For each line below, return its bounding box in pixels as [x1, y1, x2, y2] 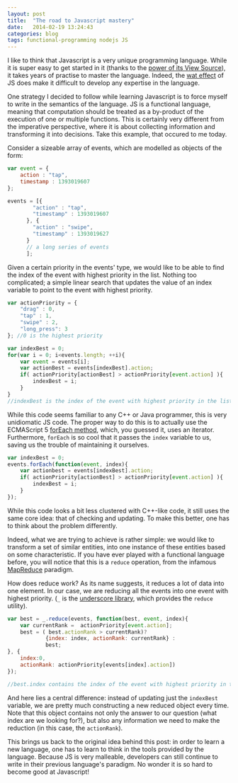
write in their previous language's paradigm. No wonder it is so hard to [7, 760, 213, 768]
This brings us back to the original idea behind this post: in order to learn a [7, 737, 225, 745]
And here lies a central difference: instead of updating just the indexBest [7, 693, 218, 702]
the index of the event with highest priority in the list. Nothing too [7, 270, 197, 279]
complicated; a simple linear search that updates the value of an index [7, 278, 212, 287]
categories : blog [7, 30, 59, 38]
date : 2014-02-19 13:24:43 [7, 23, 93, 30]
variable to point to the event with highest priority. [7, 285, 153, 294]
